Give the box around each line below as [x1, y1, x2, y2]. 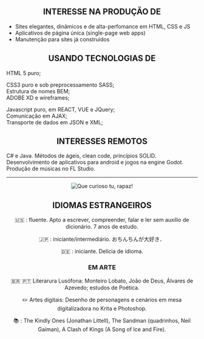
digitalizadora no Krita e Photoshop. [57, 304, 147, 312]
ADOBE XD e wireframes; [6, 94, 70, 101]
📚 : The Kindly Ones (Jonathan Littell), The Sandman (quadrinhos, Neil [13, 317, 191, 324]
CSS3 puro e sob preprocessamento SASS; [6, 81, 115, 89]
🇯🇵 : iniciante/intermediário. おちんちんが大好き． [39, 235, 165, 243]
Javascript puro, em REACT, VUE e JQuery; [6, 106, 115, 113]
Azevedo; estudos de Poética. [64, 284, 140, 291]
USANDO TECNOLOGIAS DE [48, 53, 156, 64]
